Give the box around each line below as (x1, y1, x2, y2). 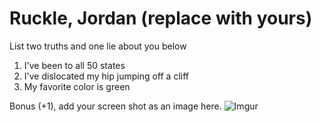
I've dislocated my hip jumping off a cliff (23, 70, 189, 82)
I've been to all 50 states (23, 59, 126, 71)
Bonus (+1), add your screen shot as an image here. (9, 100, 222, 112)
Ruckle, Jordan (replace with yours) (9, 7, 313, 30)
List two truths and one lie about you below (9, 40, 187, 52)
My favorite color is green (23, 80, 131, 92)
